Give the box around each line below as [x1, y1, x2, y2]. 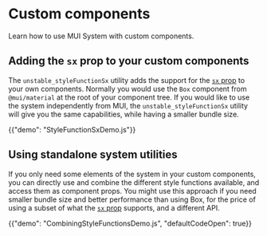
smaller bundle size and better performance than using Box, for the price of [8, 195, 257, 204]
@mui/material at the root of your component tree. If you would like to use [8, 92, 250, 102]
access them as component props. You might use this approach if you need [8, 186, 257, 195]
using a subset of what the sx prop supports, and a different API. [8, 203, 221, 212]
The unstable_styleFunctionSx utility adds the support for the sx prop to [8, 75, 245, 85]
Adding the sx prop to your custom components [8, 54, 249, 68]
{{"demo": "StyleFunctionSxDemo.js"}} [8, 124, 136, 134]
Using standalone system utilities [8, 148, 178, 162]
